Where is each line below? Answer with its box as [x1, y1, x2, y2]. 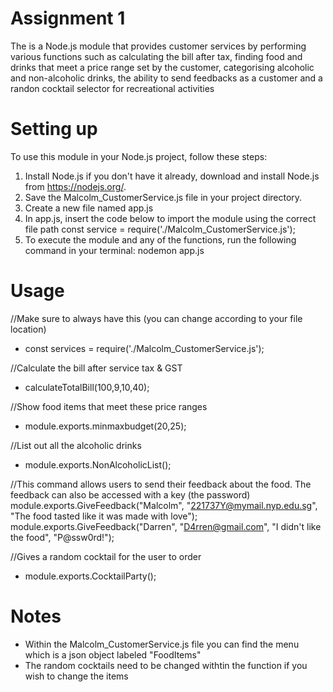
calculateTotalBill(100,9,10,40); [24, 381, 150, 393]
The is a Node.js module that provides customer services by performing [10, 40, 307, 52]
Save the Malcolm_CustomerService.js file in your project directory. [24, 191, 303, 203]
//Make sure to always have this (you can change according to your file [10, 312, 303, 324]
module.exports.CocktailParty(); [24, 570, 157, 582]
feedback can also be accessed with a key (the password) [10, 488, 251, 501]
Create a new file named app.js [24, 202, 154, 214]
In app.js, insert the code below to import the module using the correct [24, 212, 317, 224]
